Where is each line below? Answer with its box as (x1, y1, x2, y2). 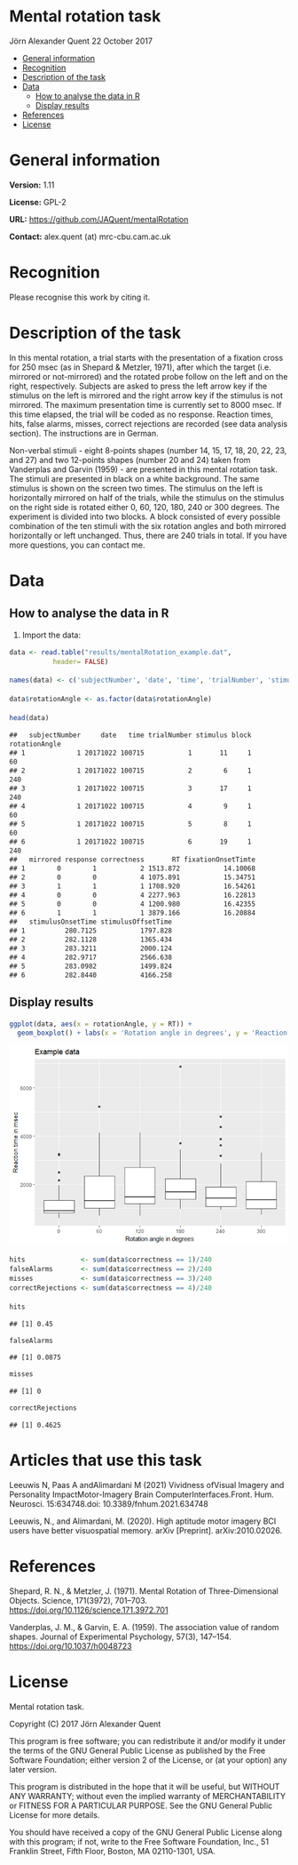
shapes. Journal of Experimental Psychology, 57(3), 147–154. (9, 1631, 232, 1642)
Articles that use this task (9, 1451, 202, 1470)
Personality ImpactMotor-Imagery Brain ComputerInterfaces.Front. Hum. (9, 1489, 275, 1500)
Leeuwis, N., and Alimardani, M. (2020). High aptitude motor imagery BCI (9, 1516, 277, 1526)
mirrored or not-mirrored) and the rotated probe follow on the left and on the (9, 371, 288, 381)
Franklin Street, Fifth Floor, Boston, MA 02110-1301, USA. (9, 1846, 216, 1856)
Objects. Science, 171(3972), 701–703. (9, 1596, 148, 1606)
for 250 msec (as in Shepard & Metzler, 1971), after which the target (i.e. (9, 362, 272, 372)
